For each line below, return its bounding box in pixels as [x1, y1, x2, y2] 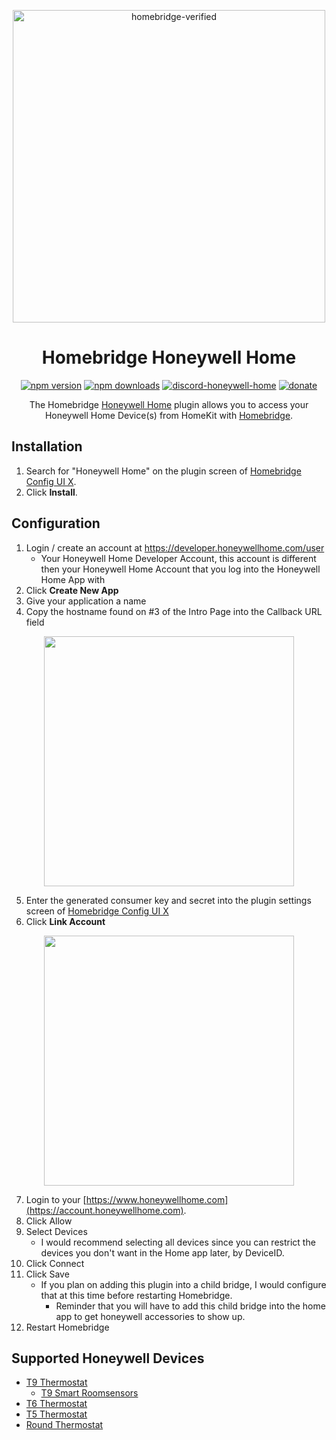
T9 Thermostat [25, 1376, 88, 1389]
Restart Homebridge [25, 1321, 110, 1333]
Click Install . [25, 486, 78, 498]
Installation [11, 438, 83, 455]
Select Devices [25, 1225, 88, 1237]
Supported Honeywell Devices [11, 1350, 205, 1367]
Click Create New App [25, 584, 119, 596]
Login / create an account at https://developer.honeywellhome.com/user [25, 541, 325, 554]
